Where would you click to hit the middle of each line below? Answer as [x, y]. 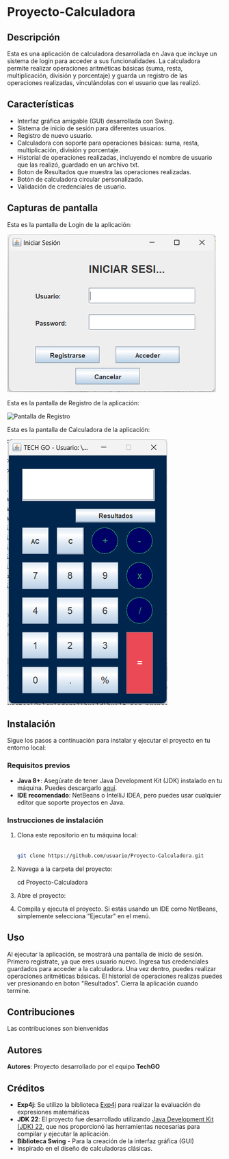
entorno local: [27, 748]
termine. [19, 990]
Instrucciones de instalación [55, 820]
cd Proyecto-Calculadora [52, 882]
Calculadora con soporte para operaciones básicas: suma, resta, [108, 143]
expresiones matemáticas [53, 1112]
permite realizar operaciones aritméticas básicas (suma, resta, [95, 68]
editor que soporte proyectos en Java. [71, 802]
